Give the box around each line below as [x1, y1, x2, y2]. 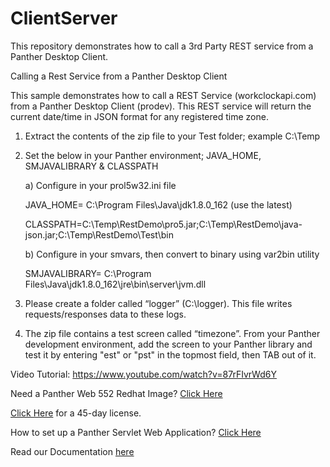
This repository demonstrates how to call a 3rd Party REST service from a [10, 40, 314, 52]
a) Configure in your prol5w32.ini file [24, 179, 177, 191]
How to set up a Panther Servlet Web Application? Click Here [10, 426, 262, 438]
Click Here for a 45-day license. [10, 407, 142, 419]
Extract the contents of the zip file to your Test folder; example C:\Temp [24, 130, 321, 142]
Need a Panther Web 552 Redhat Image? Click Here [10, 387, 223, 399]
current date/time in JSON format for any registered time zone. [10, 110, 269, 122]
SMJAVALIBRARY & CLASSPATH [24, 160, 159, 172]
